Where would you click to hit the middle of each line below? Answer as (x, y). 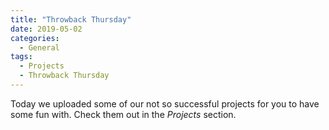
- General (39, 47)
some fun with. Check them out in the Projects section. (123, 114)
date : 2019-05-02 (46, 29)
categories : (35, 38)
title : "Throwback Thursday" (71, 19)
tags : (21, 57)
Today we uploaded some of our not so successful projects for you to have (165, 103)
